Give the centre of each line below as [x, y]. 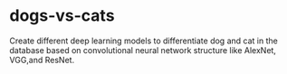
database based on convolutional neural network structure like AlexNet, [143, 50]
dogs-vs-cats [62, 16]
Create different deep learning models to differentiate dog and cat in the [143, 41]
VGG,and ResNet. [42, 60]
